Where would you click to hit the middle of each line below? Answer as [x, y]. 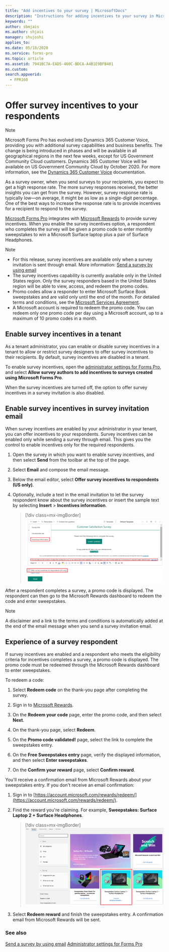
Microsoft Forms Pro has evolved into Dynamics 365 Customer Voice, [77, 140]
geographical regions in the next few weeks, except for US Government [79, 156]
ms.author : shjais [24, 32]
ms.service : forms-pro [29, 53]
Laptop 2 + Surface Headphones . [48, 815]
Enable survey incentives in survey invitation [77, 409]
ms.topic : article [24, 59]
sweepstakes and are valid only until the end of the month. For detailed [86, 297]
